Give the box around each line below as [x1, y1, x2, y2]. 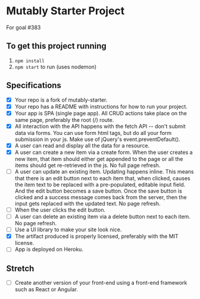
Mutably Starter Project [6, 4, 125, 18]
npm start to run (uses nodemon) [14, 63, 97, 70]
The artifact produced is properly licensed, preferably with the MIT [14, 233, 179, 240]
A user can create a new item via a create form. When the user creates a [14, 149, 193, 156]
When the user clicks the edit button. [14, 206, 106, 213]
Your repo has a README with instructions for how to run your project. [14, 103, 187, 110]
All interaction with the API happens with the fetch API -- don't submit [14, 122, 186, 130]
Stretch [6, 263, 35, 273]
